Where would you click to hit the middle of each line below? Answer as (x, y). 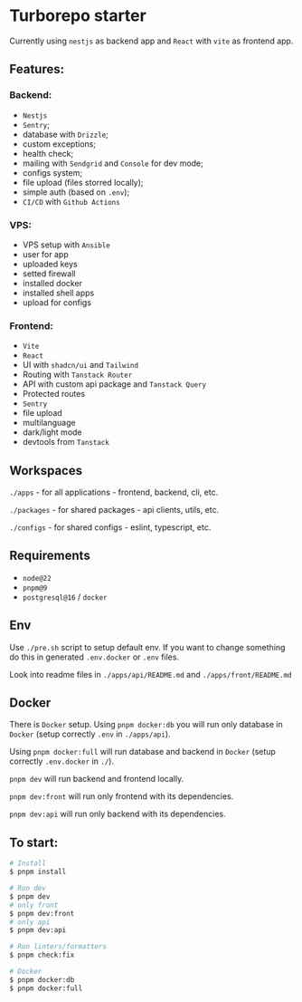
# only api (30, 922)
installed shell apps (58, 293)
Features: (37, 69)
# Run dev (28, 889)
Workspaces (46, 471)
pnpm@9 (35, 588)
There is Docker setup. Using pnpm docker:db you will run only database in (146, 725)
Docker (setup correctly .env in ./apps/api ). (90, 734)
